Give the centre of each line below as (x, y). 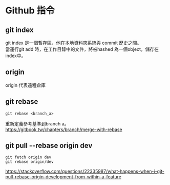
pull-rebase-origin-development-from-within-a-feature (63, 177)
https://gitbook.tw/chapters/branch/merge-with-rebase (64, 129)
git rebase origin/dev (29, 162)
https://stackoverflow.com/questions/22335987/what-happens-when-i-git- (85, 171)
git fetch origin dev (28, 157)
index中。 (16, 55)
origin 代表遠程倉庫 (26, 85)
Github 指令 (30, 11)
